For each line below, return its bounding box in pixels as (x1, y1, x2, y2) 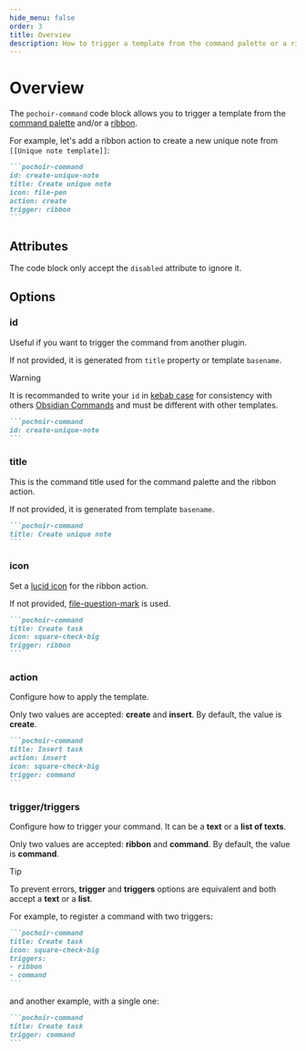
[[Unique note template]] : (9, 145, 110, 156)
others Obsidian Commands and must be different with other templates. (9, 399, 279, 410)
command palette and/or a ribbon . (9, 117, 138, 128)
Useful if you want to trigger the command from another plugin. (9, 337, 248, 348)
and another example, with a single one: (9, 995, 159, 1006)
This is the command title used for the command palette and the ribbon (9, 476, 277, 487)
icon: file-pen (9, 187, 67, 197)
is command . (9, 848, 59, 859)
